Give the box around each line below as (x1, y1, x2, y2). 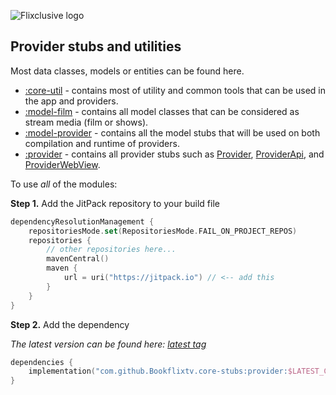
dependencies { (10, 357, 74, 367)
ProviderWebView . (24, 158, 101, 170)
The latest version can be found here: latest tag (10, 338, 207, 350)
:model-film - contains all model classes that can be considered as (24, 105, 300, 117)
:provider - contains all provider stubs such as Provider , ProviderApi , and (24, 148, 325, 160)
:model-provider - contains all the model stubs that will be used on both (24, 126, 321, 139)
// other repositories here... (46, 245, 177, 255)
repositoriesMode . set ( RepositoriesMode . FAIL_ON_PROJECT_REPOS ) (28, 226, 298, 236)
